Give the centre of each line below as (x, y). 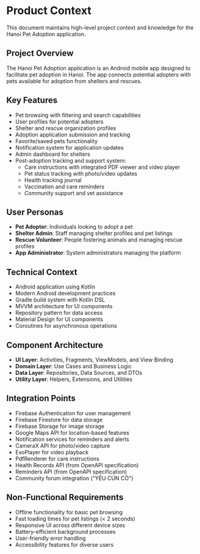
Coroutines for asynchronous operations (66, 326)
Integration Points (41, 398)
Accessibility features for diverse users (64, 544)
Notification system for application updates (69, 147)
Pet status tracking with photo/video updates (81, 173)
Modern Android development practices (65, 294)
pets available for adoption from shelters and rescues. (74, 81)
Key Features (32, 101)
